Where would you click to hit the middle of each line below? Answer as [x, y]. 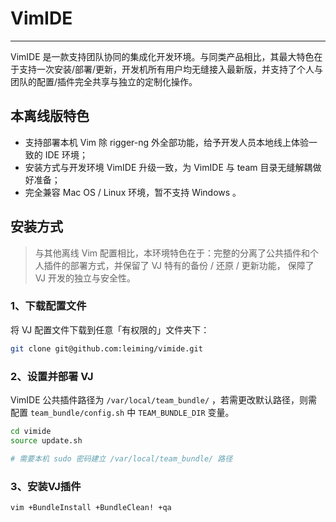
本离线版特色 [50, 116]
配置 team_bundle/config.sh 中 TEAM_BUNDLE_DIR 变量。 [122, 413]
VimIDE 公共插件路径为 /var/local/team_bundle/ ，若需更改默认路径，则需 [164, 400]
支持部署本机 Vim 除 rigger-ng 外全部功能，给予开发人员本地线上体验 [167, 142]
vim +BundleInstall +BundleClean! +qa [91, 507]
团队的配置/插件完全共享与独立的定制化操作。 [104, 81]
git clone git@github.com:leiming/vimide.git [106, 348]
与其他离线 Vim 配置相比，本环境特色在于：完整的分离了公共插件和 [172, 253]
